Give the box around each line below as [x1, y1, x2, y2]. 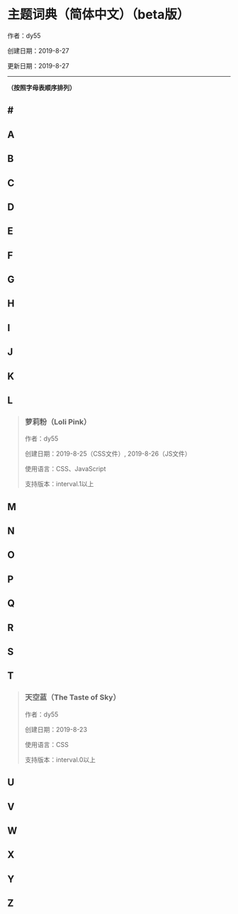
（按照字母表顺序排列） [7, 83, 76, 92]
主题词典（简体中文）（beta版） [7, 6, 190, 23]
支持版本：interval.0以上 [24, 755, 96, 764]
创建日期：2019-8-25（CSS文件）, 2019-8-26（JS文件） [24, 449, 191, 458]
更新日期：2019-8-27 [7, 61, 69, 70]
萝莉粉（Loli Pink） [24, 416, 91, 426]
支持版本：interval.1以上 [24, 480, 94, 488]
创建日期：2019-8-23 [24, 725, 87, 733]
